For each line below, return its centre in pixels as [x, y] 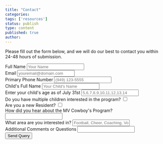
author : [13, 38]
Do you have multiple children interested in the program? [63, 99]
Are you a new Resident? [30, 105]
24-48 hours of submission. [34, 56]
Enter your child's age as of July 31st [43, 93]
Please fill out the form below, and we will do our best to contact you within [82, 51]
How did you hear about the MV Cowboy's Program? [59, 110]
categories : [17, 14]
